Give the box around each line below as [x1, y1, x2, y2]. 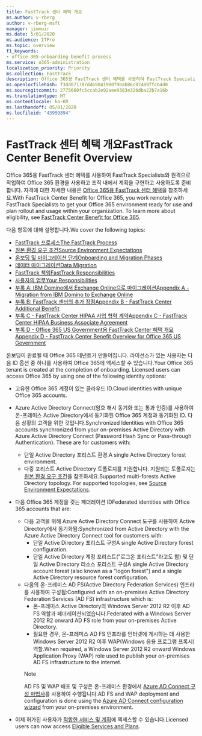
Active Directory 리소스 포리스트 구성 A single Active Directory [39, 560, 189, 568]
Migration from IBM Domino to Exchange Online [14, 291, 133, 299]
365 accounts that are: [14, 505, 72, 513]
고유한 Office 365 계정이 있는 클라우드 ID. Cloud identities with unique [14, 385, 182, 392]
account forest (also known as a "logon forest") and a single [32, 568, 182, 575]
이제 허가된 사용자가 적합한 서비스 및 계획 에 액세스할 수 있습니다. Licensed [14, 716, 188, 723]
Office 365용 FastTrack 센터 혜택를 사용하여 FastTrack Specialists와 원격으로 [6, 171, 191, 179]
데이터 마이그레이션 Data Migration [14, 262, 97, 269]
